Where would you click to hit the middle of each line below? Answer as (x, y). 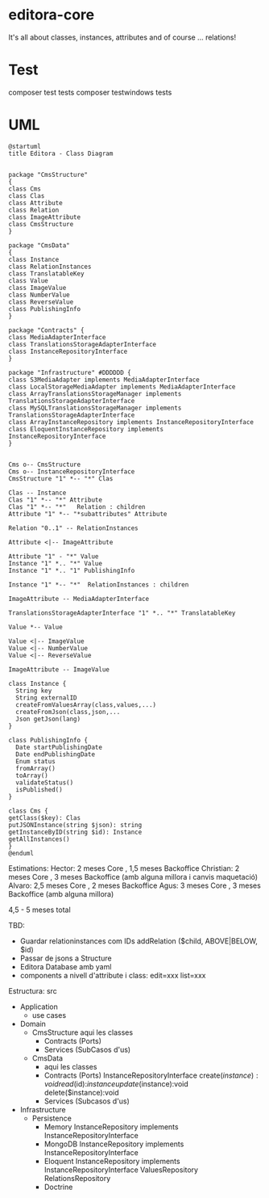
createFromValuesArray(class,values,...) (86, 704)
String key (34, 691)
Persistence (52, 1118)
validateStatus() (45, 782)
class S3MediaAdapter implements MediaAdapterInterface (104, 380)
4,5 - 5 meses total (39, 910)
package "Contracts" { (46, 330)
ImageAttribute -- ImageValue (59, 669)
